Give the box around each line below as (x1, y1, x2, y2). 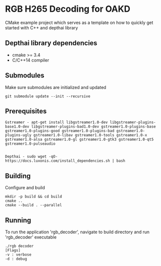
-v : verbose (5, 252, 32, 257)
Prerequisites (5, 107, 47, 115)
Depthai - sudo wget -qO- (5, 154, 58, 159)
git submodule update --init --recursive (5, 94, 91, 99)
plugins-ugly (5, 133, 32, 138)
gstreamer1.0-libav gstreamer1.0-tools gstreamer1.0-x (33, 133, 147, 138)
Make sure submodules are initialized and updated (5, 84, 106, 90)
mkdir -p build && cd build (5, 194, 62, 199)
